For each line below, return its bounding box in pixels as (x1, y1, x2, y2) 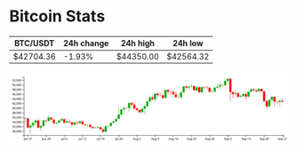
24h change (63, 38, 109, 49)
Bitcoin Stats (9, 6, 106, 27)
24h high (120, 38, 156, 49)
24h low (172, 38, 204, 49)
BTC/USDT (14, 38, 55, 49)
